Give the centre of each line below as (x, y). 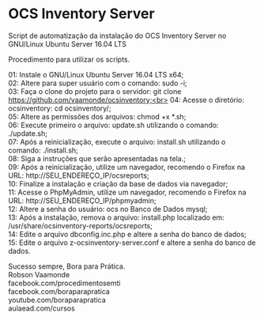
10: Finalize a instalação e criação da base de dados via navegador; (118, 183)
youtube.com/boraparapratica (57, 299)
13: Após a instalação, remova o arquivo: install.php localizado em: (117, 217)
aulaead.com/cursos (41, 308)
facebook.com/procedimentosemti (64, 283)
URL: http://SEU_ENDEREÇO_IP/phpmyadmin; (82, 200)
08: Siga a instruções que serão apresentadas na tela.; (97, 158)
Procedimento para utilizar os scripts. (69, 59)
